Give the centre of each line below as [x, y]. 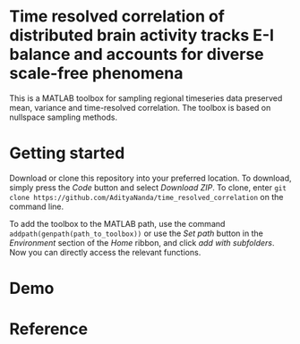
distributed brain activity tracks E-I [142, 35]
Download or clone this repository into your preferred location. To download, [150, 178]
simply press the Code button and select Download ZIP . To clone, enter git [148, 187]
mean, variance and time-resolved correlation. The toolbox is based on [140, 107]
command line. [37, 206]
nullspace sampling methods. [64, 117]
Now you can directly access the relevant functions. [105, 252]
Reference [48, 329]
